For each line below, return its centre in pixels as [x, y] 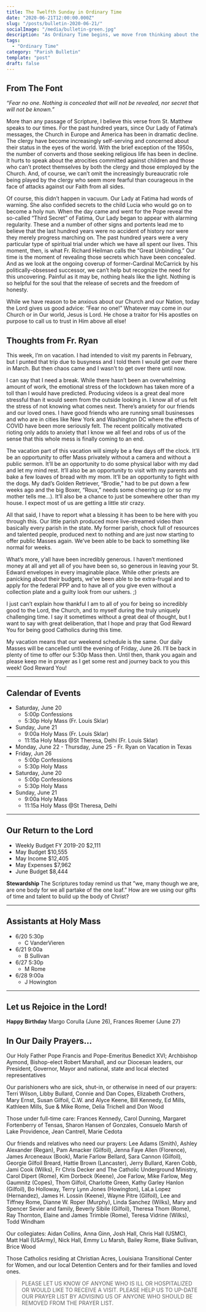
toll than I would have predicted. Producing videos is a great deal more [96, 393]
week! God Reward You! [37, 668]
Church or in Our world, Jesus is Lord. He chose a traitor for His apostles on [102, 315]
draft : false [23, 63]
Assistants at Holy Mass [54, 921]
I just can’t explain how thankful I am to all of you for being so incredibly [97, 604]
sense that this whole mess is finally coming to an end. [75, 439]
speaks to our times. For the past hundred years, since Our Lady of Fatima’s [102, 128]
